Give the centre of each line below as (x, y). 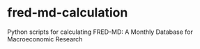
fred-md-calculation (68, 13)
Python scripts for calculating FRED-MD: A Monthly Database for (100, 32)
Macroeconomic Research (45, 39)
